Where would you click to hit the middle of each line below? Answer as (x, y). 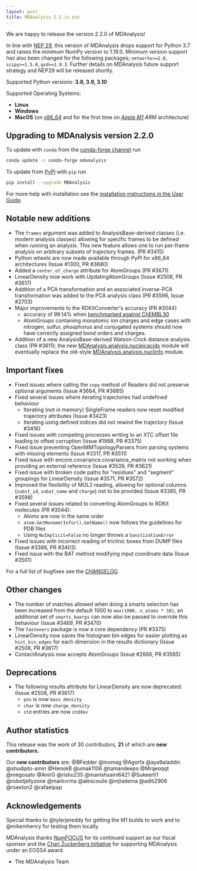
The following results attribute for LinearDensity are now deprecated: (98, 687)
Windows (26, 111)
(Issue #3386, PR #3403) (45, 547)
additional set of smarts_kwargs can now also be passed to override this (101, 616)
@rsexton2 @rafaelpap (34, 787)
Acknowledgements (44, 806)
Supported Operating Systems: (44, 93)
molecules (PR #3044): (43, 510)
